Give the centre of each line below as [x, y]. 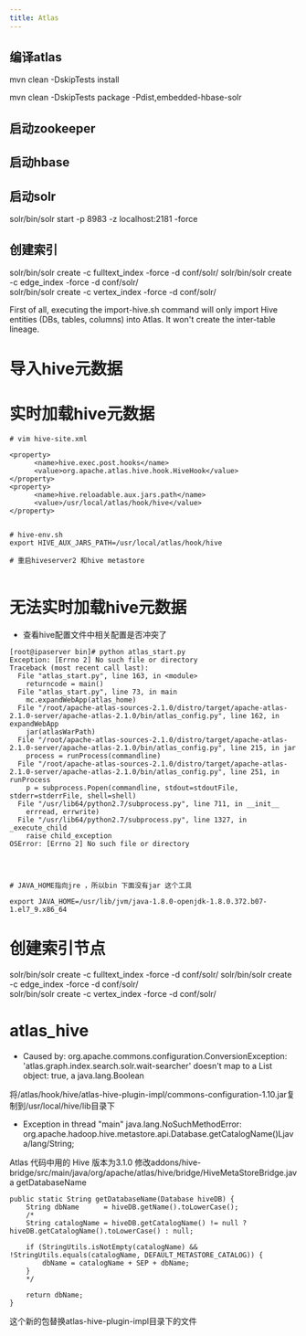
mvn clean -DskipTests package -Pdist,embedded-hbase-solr [126, 98]
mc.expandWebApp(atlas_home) [81, 700]
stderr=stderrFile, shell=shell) [73, 796]
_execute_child [38, 828]
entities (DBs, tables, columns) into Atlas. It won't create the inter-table [142, 319]
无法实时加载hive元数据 [98, 608]
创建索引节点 [58, 949]
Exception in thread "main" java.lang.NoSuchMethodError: [132, 1124]
